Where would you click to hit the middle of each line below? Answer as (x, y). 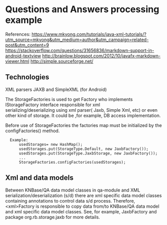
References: (18, 34)
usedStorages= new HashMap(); (51, 144)
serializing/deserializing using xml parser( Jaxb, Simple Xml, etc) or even (81, 110)
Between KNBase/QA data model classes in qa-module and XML (73, 190)
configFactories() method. (32, 131)
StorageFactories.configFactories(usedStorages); (72, 162)
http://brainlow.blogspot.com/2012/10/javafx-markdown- (102, 56)
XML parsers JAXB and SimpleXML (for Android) (56, 89)
